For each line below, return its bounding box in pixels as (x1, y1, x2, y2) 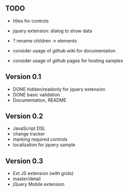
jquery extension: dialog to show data (12, 28, 92, 34)
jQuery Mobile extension (12, 181, 65, 187)
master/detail (12, 176, 41, 182)
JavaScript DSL (12, 125, 46, 131)
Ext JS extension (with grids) (12, 170, 74, 177)
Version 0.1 (5, 72, 41, 81)
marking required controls (12, 136, 68, 143)
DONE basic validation (12, 91, 60, 98)
